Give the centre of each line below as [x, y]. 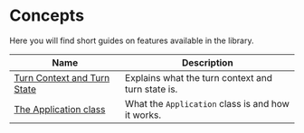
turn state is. [152, 89]
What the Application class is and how [207, 103]
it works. [143, 115]
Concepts [47, 16]
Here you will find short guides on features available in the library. [132, 40]
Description [207, 62]
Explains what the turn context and [199, 77]
